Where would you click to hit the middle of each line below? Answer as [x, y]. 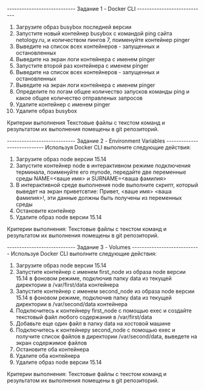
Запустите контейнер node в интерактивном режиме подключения [103, 166]
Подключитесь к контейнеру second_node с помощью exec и [95, 330]
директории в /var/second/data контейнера [72, 304]
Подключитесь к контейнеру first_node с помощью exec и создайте [104, 310]
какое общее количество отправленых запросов [79, 98]
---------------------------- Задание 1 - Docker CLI [71, 9]
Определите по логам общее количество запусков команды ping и [103, 91]
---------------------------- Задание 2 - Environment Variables [86, 141]
